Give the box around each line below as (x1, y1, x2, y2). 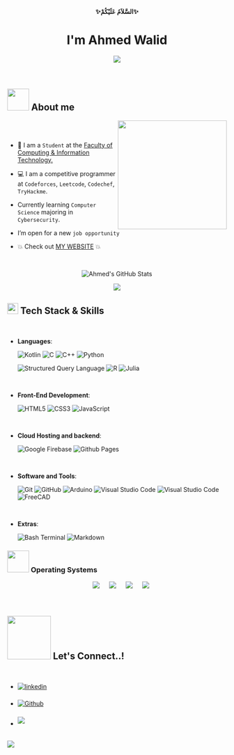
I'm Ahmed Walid (66, 32, 168, 48)
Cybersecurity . (17, 215, 61, 223)
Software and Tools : (17, 472, 77, 480)
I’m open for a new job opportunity (17, 228, 120, 237)
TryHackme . (17, 186, 48, 195)
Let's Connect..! (52, 651, 125, 662)
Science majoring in (17, 207, 74, 216)
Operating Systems (30, 565, 97, 575)
